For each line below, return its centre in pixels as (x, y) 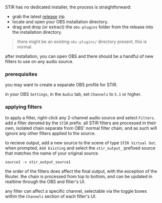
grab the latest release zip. (39, 16)
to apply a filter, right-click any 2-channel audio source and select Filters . (80, 117)
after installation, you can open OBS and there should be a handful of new (79, 56)
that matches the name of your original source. (52, 153)
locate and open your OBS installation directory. (60, 22)
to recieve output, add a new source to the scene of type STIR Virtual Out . (81, 143)
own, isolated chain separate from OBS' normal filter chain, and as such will (81, 128)
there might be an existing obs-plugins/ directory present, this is (82, 42)
